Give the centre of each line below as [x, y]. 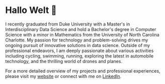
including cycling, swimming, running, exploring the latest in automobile [79, 56]
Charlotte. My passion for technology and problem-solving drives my [77, 40]
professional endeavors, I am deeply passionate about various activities [79, 50]
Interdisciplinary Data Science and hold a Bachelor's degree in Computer [81, 29]
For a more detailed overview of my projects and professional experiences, [83, 71]
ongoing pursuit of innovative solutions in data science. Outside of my [77, 45]
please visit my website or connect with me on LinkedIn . [63, 76]
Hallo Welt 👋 [31, 10]
